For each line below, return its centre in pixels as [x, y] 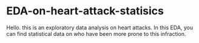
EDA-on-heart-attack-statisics [85, 11]
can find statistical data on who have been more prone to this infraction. [96, 33]
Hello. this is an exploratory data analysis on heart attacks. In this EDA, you [100, 27]
